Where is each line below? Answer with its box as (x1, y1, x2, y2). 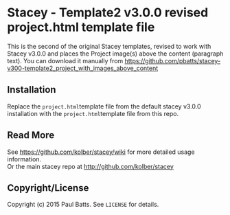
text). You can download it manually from (7, 56, 124, 65)
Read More (7, 129, 55, 142)
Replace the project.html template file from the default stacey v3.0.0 (7, 102, 201, 111)
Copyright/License (7, 182, 89, 194)
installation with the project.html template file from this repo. (7, 109, 179, 117)
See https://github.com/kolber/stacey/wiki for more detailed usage (7, 148, 195, 156)
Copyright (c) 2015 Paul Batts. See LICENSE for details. (7, 201, 159, 209)
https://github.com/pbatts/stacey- (124, 56, 221, 65)
